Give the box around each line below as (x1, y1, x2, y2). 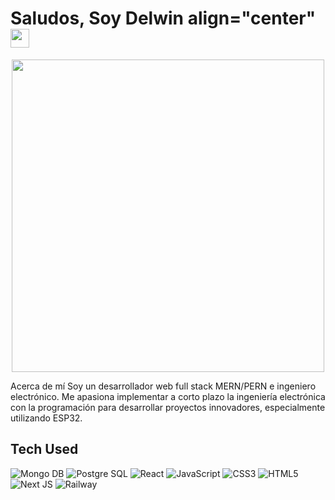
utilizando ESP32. (10, 412, 83, 424)
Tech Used (10, 441, 79, 458)
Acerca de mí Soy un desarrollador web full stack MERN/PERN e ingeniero (10, 380, 317, 392)
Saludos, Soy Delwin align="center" (10, 7, 317, 30)
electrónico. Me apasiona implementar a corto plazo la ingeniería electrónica (10, 390, 326, 402)
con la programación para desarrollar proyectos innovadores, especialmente (10, 401, 326, 413)
